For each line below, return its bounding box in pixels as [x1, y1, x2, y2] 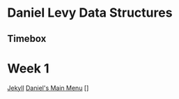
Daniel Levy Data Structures [7, 5, 173, 21]
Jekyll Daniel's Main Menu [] [7, 84, 89, 92]
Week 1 [7, 61, 49, 76]
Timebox [7, 33, 47, 45]
